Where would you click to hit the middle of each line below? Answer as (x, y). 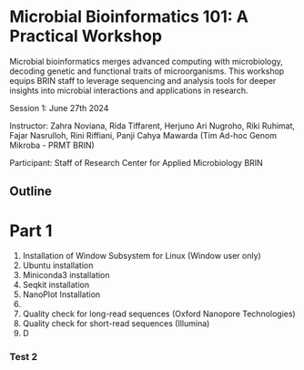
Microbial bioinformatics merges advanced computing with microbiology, (147, 61)
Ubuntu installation (58, 265)
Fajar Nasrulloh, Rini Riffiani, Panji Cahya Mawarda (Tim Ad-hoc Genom (143, 135)
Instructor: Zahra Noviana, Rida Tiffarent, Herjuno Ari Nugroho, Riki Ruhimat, (152, 126)
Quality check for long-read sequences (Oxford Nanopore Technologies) (159, 314)
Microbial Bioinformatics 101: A (129, 17)
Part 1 (31, 231)
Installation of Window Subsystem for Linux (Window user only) (142, 256)
